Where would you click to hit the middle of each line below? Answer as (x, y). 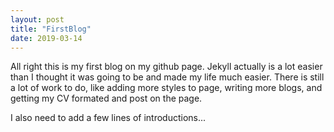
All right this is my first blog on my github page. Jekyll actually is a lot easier (166, 67)
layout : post (37, 19)
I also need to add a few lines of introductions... (108, 118)
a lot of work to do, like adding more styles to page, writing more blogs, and (166, 88)
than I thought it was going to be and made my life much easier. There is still (167, 77)
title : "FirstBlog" (51, 29)
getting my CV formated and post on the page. (106, 98)
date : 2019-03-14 (46, 38)
